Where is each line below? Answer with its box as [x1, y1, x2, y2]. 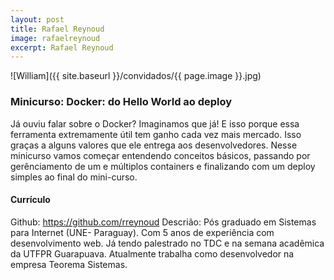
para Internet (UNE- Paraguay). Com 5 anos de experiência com [10, 226, 275, 238]
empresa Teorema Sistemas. [10, 258, 128, 270]
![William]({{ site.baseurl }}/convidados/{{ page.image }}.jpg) [10, 70, 262, 82]
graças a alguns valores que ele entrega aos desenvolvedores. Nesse [10, 139, 298, 151]
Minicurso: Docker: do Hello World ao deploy [10, 95, 233, 109]
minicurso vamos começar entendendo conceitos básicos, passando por [10, 149, 311, 161]
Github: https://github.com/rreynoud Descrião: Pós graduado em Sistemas [10, 216, 317, 228]
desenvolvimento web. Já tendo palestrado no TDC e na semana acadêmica [10, 237, 325, 249]
